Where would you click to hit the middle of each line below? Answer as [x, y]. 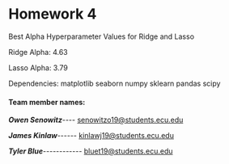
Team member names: [47, 102]
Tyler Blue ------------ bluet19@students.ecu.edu [91, 151]
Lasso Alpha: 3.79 [38, 67]
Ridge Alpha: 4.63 [38, 52]
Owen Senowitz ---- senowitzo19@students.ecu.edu [96, 120]
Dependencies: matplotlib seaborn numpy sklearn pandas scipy [114, 83]
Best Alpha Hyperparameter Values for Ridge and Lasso [102, 36]
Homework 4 [53, 14]
